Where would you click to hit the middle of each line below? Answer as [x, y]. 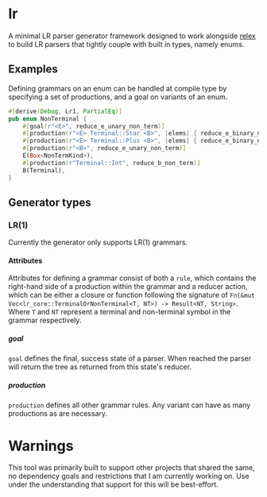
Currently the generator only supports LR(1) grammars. [98, 242]
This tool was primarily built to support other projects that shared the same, [132, 468]
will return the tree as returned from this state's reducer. [100, 367]
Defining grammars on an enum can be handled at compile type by [118, 88]
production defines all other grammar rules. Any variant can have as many [130, 405]
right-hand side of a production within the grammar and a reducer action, [128, 287]
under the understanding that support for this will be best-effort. [113, 484]
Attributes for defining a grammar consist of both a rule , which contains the [132, 278]
